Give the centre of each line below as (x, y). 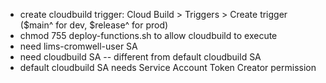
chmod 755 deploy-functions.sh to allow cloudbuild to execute (148, 35)
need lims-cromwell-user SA (78, 46)
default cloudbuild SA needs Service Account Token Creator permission (168, 67)
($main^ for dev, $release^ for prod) (94, 25)
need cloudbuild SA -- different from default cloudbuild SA (140, 57)
